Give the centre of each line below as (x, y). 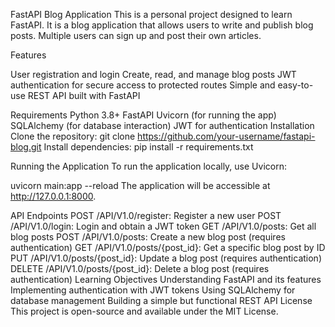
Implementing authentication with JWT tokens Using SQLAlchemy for (153, 290)
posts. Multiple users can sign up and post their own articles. (136, 35)
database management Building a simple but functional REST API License (161, 300)
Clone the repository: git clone (73, 136)
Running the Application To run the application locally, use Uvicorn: (148, 166)
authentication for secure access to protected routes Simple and (143, 85)
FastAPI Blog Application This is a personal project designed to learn (151, 14)
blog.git (26, 147)
